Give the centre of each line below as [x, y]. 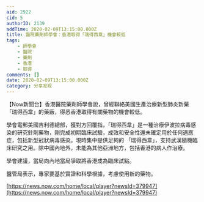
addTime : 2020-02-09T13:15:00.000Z [52, 29]
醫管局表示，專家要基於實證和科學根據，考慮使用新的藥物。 [81, 174]
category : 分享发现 [29, 86]
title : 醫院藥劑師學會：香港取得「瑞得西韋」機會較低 [66, 35]
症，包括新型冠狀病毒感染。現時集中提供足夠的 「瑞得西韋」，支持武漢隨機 [99, 140]
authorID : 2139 [26, 23]
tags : [13, 40]
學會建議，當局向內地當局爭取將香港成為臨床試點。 [71, 161]
